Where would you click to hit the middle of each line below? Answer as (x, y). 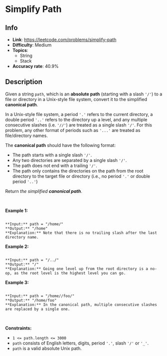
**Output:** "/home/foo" (31, 300)
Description (24, 82)
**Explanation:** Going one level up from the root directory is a (77, 268)
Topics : (20, 50)
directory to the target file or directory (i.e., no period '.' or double (81, 176)
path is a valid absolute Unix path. (47, 348)
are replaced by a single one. (38, 309)
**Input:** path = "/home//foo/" (40, 296)
